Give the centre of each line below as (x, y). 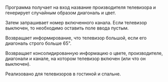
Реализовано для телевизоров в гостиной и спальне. (63, 74)
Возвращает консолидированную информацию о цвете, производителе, (84, 53)
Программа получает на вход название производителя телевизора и (81, 7)
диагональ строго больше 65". (38, 43)
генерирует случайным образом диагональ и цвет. (61, 13)
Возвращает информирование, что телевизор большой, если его (76, 38)
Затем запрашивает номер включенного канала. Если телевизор (76, 23)
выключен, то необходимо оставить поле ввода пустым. (67, 28)
